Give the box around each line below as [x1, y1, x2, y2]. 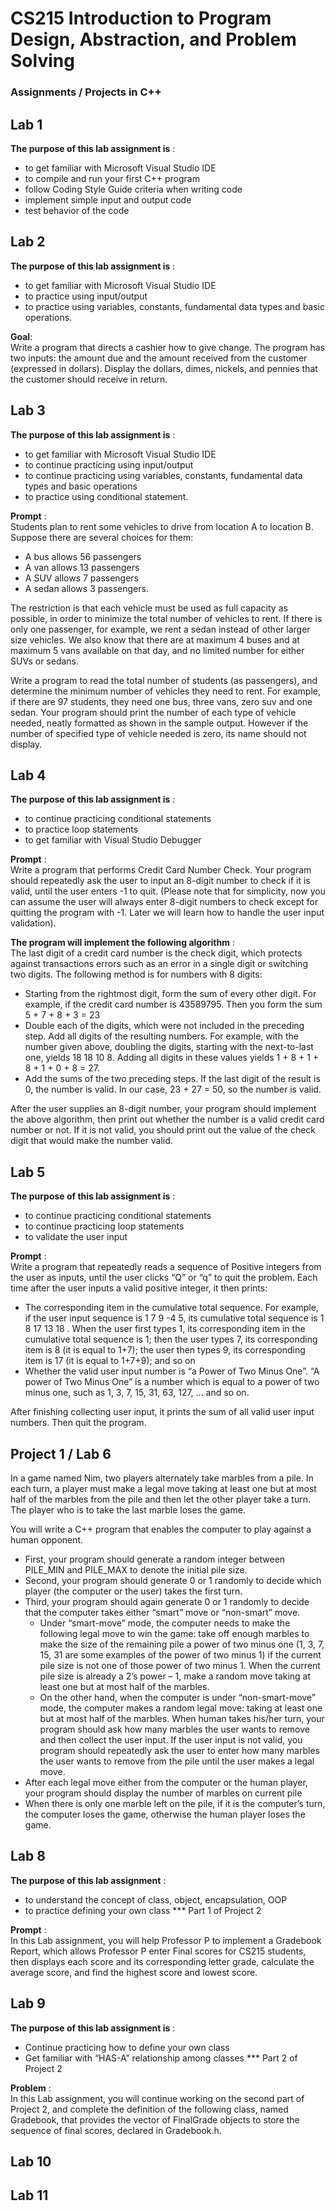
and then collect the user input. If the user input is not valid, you [39, 1733, 303, 1746]
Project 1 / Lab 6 [10, 1445, 112, 1462]
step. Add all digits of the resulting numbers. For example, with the [24, 1030, 299, 1042]
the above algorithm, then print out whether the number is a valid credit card [10, 1113, 325, 1126]
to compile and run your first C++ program [24, 172, 200, 184]
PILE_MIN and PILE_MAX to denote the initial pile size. [24, 1563, 248, 1576]
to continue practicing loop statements [24, 1220, 185, 1232]
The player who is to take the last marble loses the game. [10, 1503, 246, 1516]
